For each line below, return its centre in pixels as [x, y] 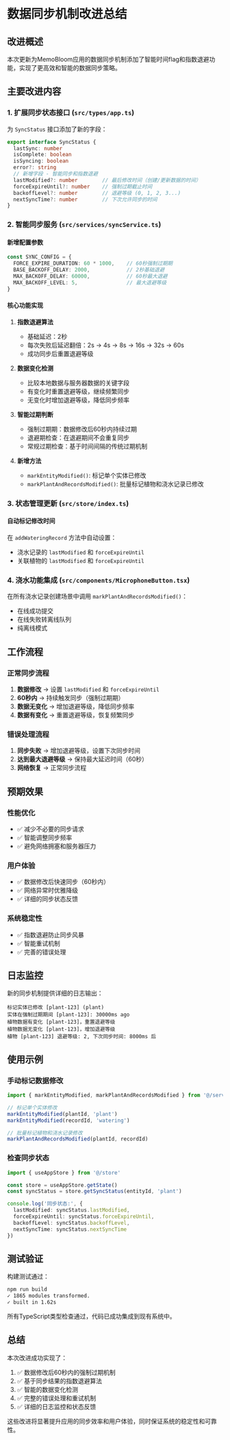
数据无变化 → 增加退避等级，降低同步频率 [76, 706]
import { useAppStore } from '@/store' [64, 1173]
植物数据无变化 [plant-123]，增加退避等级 [61, 1029]
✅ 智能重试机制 [38, 943]
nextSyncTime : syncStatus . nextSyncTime [70, 1229]
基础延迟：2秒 [47, 336]
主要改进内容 [34, 92]
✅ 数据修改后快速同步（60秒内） [63, 882]
